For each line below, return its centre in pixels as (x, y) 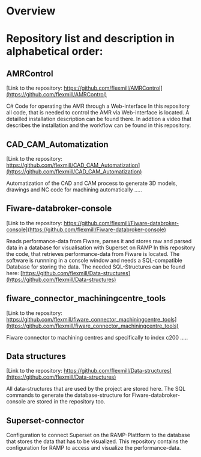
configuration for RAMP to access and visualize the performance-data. (94, 448)
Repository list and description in (91, 39)
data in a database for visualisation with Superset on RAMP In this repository (101, 247)
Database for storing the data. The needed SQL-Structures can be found (96, 267)
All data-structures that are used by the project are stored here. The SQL (96, 389)
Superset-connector (45, 421)
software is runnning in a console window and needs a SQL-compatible (94, 260)
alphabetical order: (55, 51)
